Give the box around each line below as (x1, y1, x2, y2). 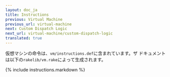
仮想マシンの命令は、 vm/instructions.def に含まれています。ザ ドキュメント (5, 50, 166, 56)
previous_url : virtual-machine (5, 21, 72, 27)
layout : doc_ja (5, 7, 38, 13)
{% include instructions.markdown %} (5, 66, 85, 72)
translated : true (5, 36, 42, 41)
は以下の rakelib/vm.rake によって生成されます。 (5, 56, 106, 62)
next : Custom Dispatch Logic (5, 26, 67, 31)
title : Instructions (5, 12, 50, 17)
